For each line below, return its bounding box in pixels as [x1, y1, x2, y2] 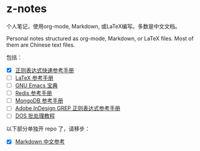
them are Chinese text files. [6, 41, 75, 49]
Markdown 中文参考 [15, 138, 65, 146]
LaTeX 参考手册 [15, 75, 53, 81]
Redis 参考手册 [15, 90, 53, 97]
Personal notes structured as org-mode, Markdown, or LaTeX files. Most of [6, 35, 194, 42]
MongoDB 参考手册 [15, 97, 64, 104]
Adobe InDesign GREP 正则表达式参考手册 [15, 105, 120, 112]
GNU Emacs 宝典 [15, 82, 58, 89]
